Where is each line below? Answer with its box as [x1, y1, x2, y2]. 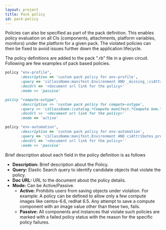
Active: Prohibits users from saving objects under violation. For [19, 188, 149, 193]
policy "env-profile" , [5, 70, 52, 75]
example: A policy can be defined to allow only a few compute [19, 193, 147, 199]
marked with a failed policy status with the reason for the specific [19, 214, 153, 220]
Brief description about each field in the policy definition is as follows [5, 152, 146, 158]
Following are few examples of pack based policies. [5, 60, 110, 67]
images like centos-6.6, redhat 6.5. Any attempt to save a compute [19, 198, 155, 204]
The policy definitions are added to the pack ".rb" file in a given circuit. [5, 55, 149, 61]
